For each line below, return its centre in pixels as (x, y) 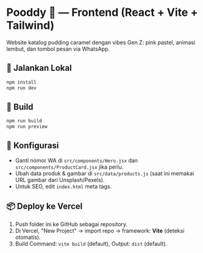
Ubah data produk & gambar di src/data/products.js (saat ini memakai (105, 173)
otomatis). (28, 237)
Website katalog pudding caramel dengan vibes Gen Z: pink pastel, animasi (101, 42)
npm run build (24, 121)
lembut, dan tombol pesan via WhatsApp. (58, 49)
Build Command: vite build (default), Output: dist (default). (91, 243)
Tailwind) (30, 25)
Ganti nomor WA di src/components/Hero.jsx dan (77, 160)
